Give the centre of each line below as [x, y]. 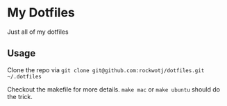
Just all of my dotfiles [38, 32]
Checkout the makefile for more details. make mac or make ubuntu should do [114, 89]
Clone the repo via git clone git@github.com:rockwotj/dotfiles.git [106, 70]
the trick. [20, 96]
